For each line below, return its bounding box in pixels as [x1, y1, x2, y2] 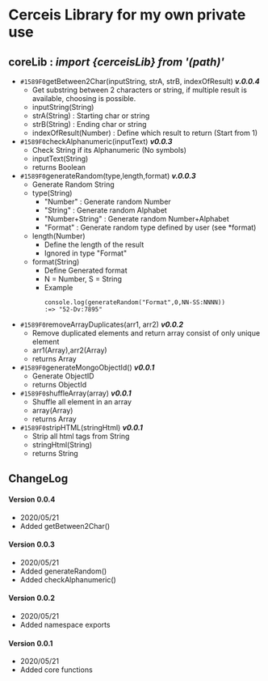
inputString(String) [31, 103, 94, 112]
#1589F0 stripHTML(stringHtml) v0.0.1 [19, 423, 144, 432]
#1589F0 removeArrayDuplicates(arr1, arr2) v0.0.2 [19, 319, 184, 329]
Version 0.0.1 [8, 638, 53, 648]
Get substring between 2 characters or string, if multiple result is [31, 85, 248, 95]
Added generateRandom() [19, 566, 107, 576]
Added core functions [19, 665, 93, 675]
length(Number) [31, 231, 86, 240]
